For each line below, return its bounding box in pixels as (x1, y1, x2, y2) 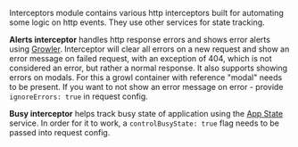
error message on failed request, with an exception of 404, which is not (9, 53, 272, 63)
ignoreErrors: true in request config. (9, 91, 149, 102)
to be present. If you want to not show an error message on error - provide (9, 82, 284, 92)
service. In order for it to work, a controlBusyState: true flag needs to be (9, 118, 279, 128)
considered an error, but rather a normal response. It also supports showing (9, 62, 288, 73)
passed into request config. (9, 127, 111, 137)
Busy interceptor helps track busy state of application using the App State (9, 109, 284, 118)
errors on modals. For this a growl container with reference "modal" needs (9, 72, 283, 83)
